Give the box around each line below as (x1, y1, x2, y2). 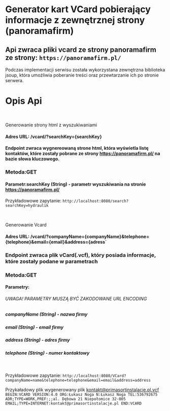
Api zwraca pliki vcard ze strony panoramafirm (5, 45, 156, 54)
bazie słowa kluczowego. (5, 156, 60, 162)
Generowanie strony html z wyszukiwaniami (5, 122, 97, 128)
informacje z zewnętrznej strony (5, 14, 145, 26)
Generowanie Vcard (5, 222, 47, 228)
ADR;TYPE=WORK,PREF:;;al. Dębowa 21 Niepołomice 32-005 (5, 396, 126, 401)
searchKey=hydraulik (5, 203, 49, 209)
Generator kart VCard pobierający (5, 4, 151, 15)
